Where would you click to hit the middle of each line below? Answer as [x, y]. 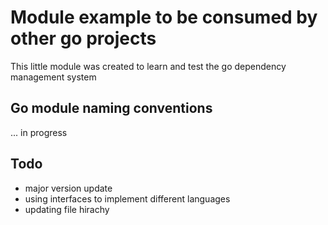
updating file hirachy [67, 209]
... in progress [39, 132]
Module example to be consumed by [164, 17]
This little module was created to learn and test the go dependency [148, 66]
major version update [68, 188]
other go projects [83, 38]
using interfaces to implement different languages [127, 198]
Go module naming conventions [111, 108]
